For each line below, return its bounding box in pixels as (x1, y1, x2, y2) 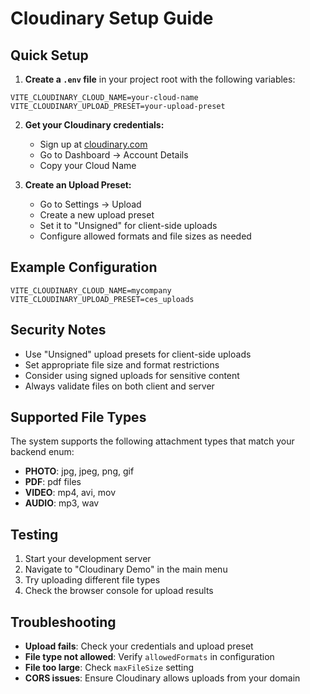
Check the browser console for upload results (24, 585, 214, 597)
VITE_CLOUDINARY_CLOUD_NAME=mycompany (10, 285, 172, 296)
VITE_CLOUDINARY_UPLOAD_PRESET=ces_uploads (10, 294, 195, 304)
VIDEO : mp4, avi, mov (24, 487, 117, 499)
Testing (10, 526, 59, 543)
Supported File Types (10, 409, 147, 426)
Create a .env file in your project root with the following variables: (24, 73, 296, 85)
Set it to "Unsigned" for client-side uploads (39, 220, 218, 231)
